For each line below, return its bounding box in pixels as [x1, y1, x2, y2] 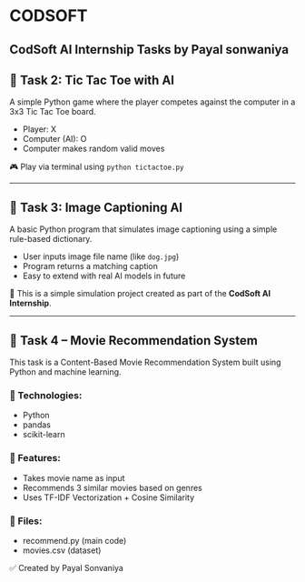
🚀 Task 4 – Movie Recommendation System [9, 333, 259, 348]
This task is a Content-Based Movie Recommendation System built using [9, 356, 281, 368]
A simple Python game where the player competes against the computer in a [9, 96, 296, 107]
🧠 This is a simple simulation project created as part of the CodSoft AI [9, 288, 271, 299]
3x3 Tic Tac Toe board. [9, 106, 97, 117]
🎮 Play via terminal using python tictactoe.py [9, 161, 184, 173]
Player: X [22, 124, 57, 135]
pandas [22, 419, 52, 430]
